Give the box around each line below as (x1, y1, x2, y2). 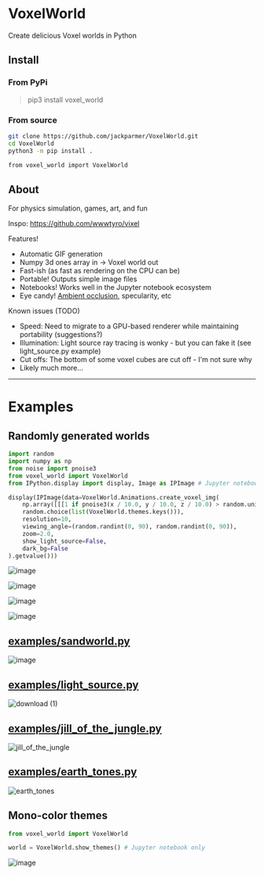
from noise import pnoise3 (8, 464, 97, 472)
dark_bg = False (22, 544, 68, 552)
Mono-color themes (8, 809, 108, 822)
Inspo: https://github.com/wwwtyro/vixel (8, 219, 140, 229)
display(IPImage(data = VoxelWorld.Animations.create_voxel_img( (8, 493, 220, 501)
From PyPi (8, 77, 48, 88)
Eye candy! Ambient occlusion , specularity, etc (19, 291, 172, 301)
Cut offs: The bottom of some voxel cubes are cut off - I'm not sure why (19, 355, 253, 364)
